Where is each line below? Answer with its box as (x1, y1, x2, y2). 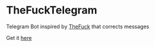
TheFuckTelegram (6, 4, 97, 17)
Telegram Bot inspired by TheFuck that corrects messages (6, 23, 150, 30)
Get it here (6, 34, 32, 41)
